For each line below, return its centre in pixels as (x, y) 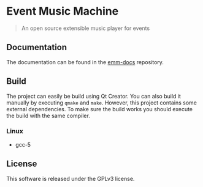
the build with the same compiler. (48, 116)
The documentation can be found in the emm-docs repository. (85, 62)
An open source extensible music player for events (86, 28)
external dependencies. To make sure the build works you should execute (100, 109)
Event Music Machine (63, 11)
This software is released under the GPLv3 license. (71, 178)
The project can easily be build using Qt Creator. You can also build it (94, 96)
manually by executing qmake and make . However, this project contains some (102, 103)
